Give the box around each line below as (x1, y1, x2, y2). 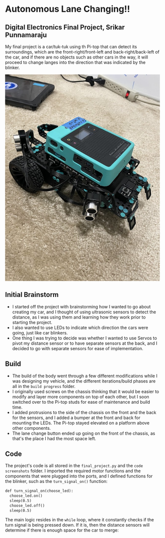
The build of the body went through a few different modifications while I (12, 373, 158, 379)
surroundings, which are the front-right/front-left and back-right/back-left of (5, 49, 160, 55)
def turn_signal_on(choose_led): (5, 488, 74, 494)
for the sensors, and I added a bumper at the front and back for (12, 415, 141, 420)
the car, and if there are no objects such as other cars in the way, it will (5, 54, 148, 60)
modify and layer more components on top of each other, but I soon (12, 393, 150, 399)
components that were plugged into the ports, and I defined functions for (5, 473, 153, 479)
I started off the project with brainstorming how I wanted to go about (12, 303, 151, 309)
